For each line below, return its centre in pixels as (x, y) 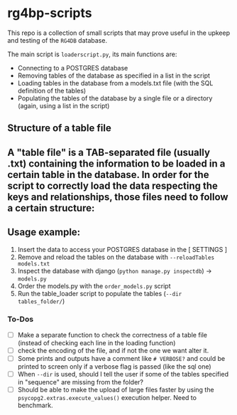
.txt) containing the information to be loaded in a (116, 163)
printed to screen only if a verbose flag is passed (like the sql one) (114, 367)
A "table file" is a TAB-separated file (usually (109, 152)
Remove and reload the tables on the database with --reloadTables (116, 257)
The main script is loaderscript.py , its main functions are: (92, 54)
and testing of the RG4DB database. (57, 40)
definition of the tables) (52, 90)
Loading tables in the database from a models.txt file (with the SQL (115, 83)
